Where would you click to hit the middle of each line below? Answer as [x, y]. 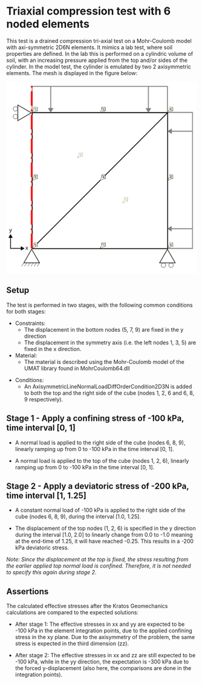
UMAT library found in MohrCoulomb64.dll [77, 368]
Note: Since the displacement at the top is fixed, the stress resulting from [97, 560]
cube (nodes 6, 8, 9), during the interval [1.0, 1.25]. [78, 517]
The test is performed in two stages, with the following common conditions [99, 305]
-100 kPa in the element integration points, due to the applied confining [103, 631]
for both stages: [26, 311]
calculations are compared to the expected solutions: [73, 612]
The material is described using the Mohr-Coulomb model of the [104, 361]
